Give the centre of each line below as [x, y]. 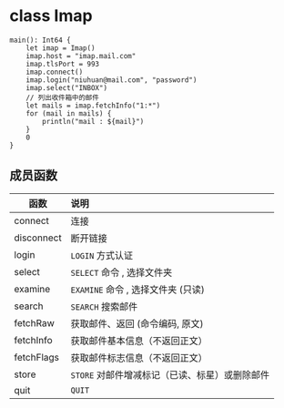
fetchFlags [37, 357]
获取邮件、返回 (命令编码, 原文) [137, 323]
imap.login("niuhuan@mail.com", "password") [112, 80]
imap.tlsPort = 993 [63, 64]
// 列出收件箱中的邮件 [63, 97]
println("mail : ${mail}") [93, 121]
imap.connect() [55, 72]
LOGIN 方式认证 [102, 255]
